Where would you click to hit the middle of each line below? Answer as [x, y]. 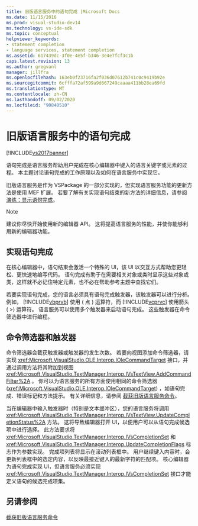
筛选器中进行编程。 [30, 317]
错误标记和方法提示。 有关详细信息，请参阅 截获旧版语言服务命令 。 [98, 396]
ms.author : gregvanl [32, 67]
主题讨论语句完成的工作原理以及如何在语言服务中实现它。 [93, 173]
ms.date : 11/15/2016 [32, 17]
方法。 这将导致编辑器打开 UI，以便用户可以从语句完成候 [116, 422]
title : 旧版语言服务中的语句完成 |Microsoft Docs [63, 12]
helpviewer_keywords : [33, 39]
